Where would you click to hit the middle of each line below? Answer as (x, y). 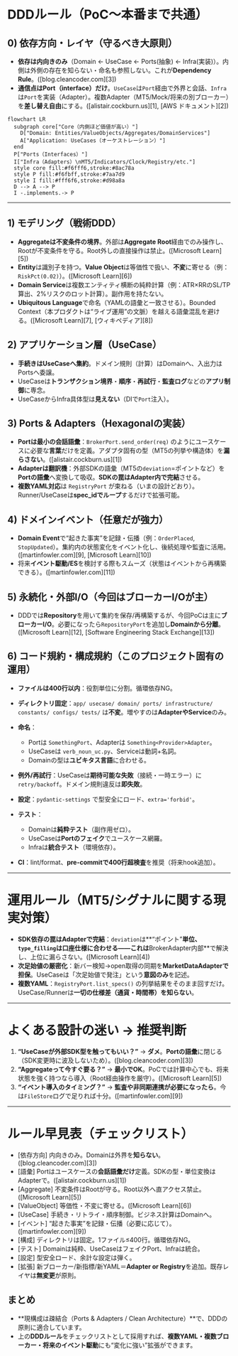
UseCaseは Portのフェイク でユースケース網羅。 (97, 838)
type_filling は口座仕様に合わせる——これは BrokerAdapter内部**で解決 (123, 948)
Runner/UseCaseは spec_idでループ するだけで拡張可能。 (101, 495)
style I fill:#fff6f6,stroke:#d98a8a (69, 181)
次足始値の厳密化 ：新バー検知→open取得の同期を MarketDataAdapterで (123, 965)
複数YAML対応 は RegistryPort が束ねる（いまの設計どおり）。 (108, 486)
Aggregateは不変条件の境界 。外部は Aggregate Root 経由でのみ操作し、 (123, 242)
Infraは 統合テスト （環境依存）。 (74, 847)
